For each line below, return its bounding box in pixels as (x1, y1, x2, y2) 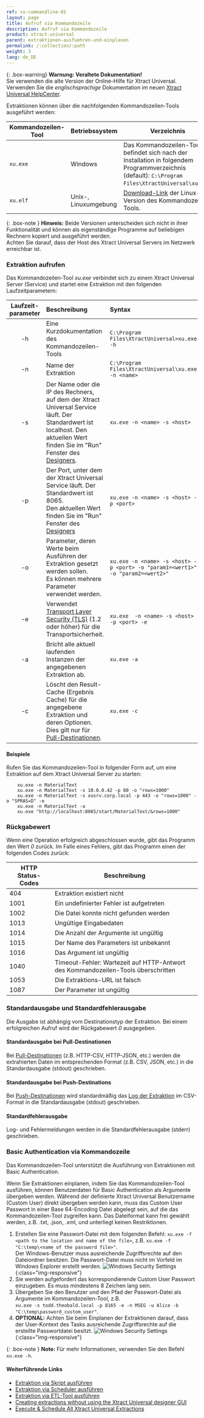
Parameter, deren (46, 536, 96, 545)
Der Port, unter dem (46, 466, 103, 474)
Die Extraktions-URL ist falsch (54, 976, 141, 985)
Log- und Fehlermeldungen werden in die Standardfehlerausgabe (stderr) (6, 1126, 191, 1134)
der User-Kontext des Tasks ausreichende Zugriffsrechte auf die (15, 1320, 177, 1328)
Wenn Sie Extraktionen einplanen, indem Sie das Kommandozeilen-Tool (6, 1180, 185, 1187)
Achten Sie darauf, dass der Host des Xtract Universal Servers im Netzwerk (6, 238, 195, 246)
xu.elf (9, 197, 29, 204)
